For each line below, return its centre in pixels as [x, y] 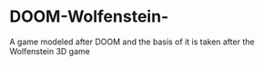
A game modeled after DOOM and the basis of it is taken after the [132, 42]
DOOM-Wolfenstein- [89, 17]
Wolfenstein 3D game [50, 51]
